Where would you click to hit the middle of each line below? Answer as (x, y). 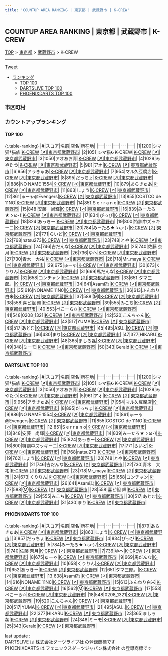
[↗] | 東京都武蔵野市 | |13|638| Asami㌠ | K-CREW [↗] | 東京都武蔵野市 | (73, 576)
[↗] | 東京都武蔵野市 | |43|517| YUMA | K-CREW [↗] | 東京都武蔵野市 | (85, 322)
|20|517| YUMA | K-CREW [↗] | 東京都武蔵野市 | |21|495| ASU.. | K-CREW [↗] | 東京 (84, 607)
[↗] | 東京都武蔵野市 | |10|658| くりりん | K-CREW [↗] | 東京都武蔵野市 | (87, 563)
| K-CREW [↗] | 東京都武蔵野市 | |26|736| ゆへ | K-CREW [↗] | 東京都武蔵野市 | (84, 253)
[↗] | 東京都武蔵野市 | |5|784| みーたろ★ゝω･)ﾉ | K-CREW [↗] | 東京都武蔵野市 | (81, 544)
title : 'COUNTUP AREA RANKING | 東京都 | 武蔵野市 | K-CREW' (67, 10)
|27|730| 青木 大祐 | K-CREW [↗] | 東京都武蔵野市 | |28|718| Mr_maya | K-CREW (83, 259)
